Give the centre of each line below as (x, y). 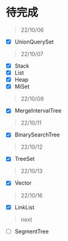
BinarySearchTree (37, 135)
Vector (23, 183)
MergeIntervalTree (38, 111)
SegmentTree (32, 231)
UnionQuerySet (34, 42)
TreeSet (25, 159)
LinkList (25, 207)
